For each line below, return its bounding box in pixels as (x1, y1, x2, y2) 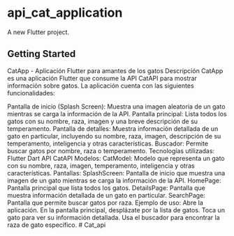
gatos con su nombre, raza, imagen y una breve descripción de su (7, 117, 198, 125)
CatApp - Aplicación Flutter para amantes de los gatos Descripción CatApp (7, 66, 224, 74)
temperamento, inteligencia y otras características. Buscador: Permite (7, 139, 208, 148)
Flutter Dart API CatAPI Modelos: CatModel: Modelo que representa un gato (7, 154, 225, 162)
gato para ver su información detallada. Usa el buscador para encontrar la (7, 213, 220, 221)
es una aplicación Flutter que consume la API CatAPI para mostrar (7, 74, 198, 82)
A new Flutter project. (7, 28, 70, 36)
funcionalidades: (7, 88, 56, 97)
